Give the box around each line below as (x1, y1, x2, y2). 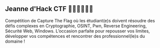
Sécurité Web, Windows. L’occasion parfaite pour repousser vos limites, (5, 28, 150, 34)
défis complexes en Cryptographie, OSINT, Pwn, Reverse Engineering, (5, 23, 147, 29)
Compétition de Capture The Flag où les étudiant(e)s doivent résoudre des (5, 17, 155, 23)
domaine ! (5, 38, 25, 44)
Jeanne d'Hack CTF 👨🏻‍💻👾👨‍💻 (5, 5, 94, 13)
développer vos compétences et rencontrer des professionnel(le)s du (5, 33, 145, 39)
